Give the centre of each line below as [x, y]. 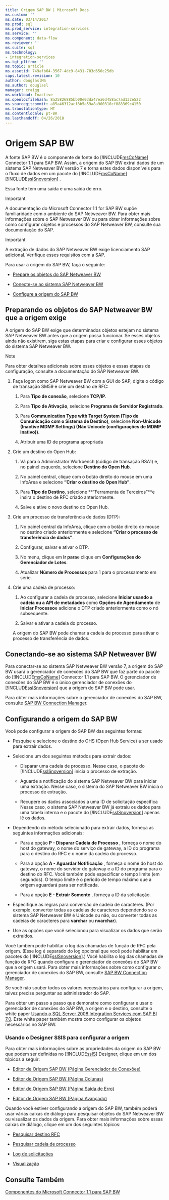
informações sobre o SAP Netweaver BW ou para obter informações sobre [83, 219]
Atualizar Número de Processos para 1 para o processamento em [88, 572]
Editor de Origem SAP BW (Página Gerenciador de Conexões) [77, 1069]
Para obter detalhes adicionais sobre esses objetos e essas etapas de [78, 366]
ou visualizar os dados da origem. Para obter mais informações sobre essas [84, 1119]
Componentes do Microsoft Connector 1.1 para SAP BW [63, 1192]
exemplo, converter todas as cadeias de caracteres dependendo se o [85, 910]
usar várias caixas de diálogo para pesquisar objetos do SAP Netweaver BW [84, 1114]
